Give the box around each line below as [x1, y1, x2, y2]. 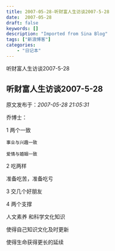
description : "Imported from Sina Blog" [6, 31, 108, 37]
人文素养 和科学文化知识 [6, 213, 66, 220]
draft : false [6, 20, 39, 26]
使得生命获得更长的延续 [6, 238, 64, 246]
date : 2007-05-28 [6, 14, 52, 20]
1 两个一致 [6, 126, 31, 133]
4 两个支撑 [6, 200, 32, 207]
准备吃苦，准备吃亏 [6, 175, 54, 182]
